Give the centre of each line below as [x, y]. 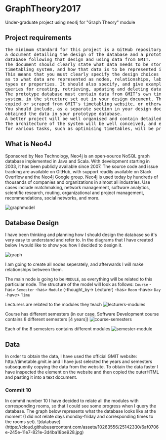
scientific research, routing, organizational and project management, [75, 193]
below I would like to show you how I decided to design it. [64, 245]
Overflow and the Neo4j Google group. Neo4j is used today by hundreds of [82, 177]
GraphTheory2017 [43, 9]
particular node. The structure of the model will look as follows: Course [77, 284]
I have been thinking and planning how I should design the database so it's [81, 235]
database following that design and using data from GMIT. [78, 59]
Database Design [32, 223]
